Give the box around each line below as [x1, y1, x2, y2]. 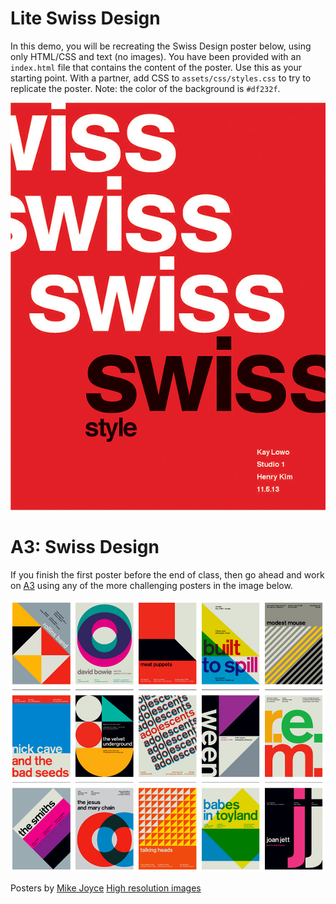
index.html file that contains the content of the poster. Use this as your [10, 61, 303, 73]
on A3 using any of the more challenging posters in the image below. [10, 579, 293, 591]
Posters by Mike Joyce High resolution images [10, 882, 202, 894]
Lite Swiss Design [10, 7, 161, 30]
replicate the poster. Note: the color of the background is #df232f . [10, 82, 281, 94]
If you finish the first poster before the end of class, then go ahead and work [10, 568, 325, 581]
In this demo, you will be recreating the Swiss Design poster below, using [10, 40, 312, 52]
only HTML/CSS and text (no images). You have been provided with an [10, 50, 302, 62]
